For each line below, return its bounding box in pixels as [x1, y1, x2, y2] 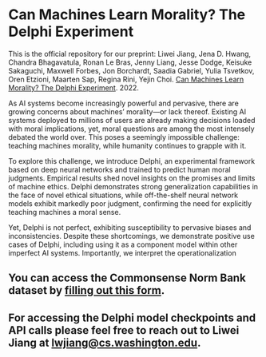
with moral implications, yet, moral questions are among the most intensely [8, 124, 255, 133]
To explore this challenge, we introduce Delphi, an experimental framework [8, 156, 256, 165]
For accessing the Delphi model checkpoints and [8, 311, 256, 324]
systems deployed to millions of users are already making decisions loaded [8, 115, 256, 125]
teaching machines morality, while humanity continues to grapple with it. [8, 141, 247, 150]
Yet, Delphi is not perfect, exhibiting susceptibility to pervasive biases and [8, 222, 252, 232]
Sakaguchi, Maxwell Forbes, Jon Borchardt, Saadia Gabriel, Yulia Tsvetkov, [8, 65, 255, 75]
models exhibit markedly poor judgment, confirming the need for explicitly [8, 198, 252, 208]
